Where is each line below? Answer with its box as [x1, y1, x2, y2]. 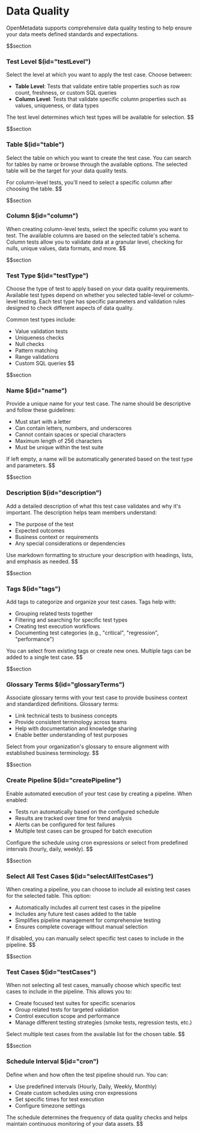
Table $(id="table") [6, 140, 65, 149]
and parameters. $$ [6, 462, 55, 469]
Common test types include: [6, 316, 76, 323]
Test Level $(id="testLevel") [6, 57, 91, 66]
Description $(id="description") [6, 488, 102, 497]
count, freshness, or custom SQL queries [14, 89, 117, 96]
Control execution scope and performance [14, 1012, 120, 1020]
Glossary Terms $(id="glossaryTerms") [6, 680, 125, 689]
